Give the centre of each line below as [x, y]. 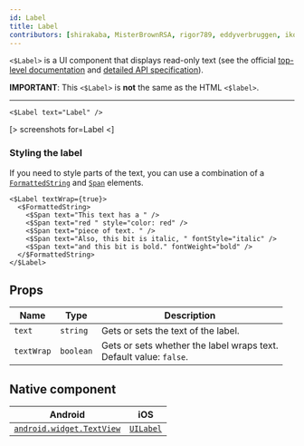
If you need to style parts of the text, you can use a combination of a [137, 172]
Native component [63, 389]
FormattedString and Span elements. [76, 182]
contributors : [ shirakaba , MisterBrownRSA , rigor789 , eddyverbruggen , [145, 34]
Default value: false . [144, 357]
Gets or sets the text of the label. [170, 331]
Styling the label [46, 153]
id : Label [28, 18]
